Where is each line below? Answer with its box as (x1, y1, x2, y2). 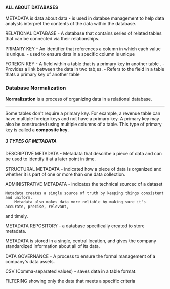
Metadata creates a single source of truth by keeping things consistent (5, 191, 164, 196)
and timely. (5, 213, 28, 219)
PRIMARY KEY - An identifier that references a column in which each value (5, 46, 161, 52)
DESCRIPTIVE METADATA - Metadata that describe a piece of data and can (5, 151, 162, 157)
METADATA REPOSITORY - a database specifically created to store (5, 223, 145, 229)
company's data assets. (5, 259, 55, 265)
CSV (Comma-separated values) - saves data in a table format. (5, 268, 137, 274)
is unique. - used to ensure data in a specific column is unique (5, 51, 135, 57)
